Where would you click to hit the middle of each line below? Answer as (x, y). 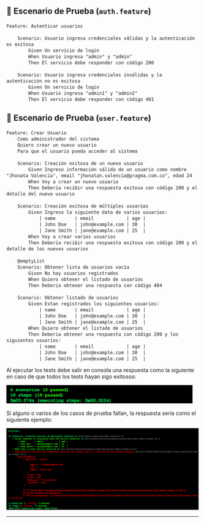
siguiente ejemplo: (30, 419)
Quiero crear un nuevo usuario (57, 145)
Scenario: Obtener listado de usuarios (68, 298)
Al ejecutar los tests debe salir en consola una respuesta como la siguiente (100, 370)
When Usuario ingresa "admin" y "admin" (80, 56)
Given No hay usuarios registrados (74, 273)
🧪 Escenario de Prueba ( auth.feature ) (79, 11)
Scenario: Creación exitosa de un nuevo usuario (80, 163)
